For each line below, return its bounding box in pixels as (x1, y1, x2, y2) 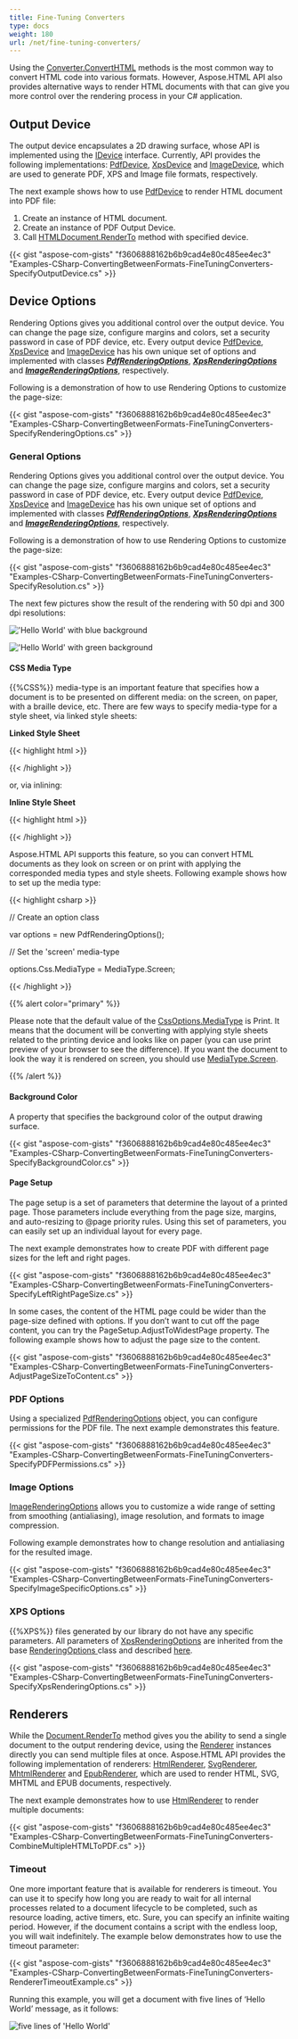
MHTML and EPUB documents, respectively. (9, 1778, 172, 1788)
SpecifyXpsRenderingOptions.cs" (9, 1680, 133, 1691)
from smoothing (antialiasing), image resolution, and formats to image (9, 1511, 265, 1522)
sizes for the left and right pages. (9, 1252, 131, 1263)
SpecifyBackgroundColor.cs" (9, 1157, 116, 1168)
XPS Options (9, 1606, 65, 1618)
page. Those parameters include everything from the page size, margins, (9, 1206, 278, 1218)
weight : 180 (9, 29, 53, 38)
